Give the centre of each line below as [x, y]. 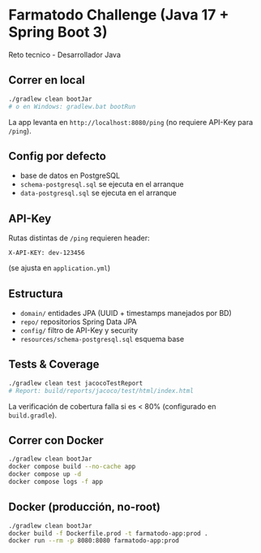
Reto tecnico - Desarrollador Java [65, 54]
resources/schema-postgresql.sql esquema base [102, 339]
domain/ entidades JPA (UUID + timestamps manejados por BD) [126, 313]
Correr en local [47, 80]
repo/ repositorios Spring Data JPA [78, 322]
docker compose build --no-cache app [72, 467]
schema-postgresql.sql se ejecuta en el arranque [102, 184]
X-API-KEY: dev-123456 [47, 253]
